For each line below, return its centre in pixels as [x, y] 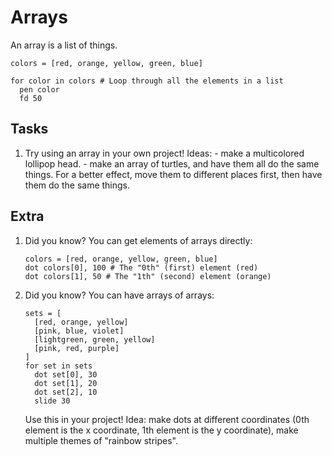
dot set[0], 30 [66, 374]
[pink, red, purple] [77, 348]
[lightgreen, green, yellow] [95, 339]
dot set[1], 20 [66, 383]
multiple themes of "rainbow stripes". [101, 440]
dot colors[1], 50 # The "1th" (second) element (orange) [148, 276]
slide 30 [52, 401]
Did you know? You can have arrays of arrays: [119, 295]
